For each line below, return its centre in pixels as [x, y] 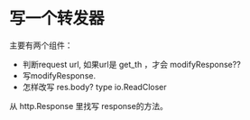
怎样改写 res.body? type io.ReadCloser [94, 87]
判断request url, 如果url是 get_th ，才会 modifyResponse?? [131, 64]
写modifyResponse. [59, 75]
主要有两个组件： [41, 45]
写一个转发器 [57, 18]
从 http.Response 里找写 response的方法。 [89, 106]
